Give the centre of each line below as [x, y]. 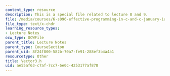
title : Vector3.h [24, 61]
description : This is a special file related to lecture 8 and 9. [77, 14]
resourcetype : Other [27, 56]
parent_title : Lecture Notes [36, 42]
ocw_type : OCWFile [25, 38]
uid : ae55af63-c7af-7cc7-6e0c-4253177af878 [52, 65]
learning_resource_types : [32, 28]
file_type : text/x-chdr [30, 24]
